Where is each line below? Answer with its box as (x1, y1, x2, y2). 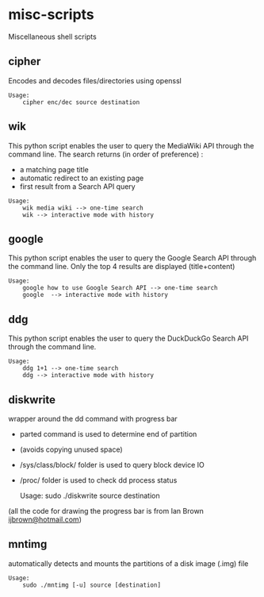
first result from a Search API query (19, 181, 136, 191)
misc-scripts (8, 6, 95, 24)
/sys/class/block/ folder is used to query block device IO (19, 460, 205, 469)
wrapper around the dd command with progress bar (8, 414, 178, 423)
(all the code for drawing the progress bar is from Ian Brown (8, 506, 205, 515)
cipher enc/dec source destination (22, 98, 140, 106)
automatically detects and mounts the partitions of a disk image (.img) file (8, 558, 249, 568)
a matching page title (19, 164, 89, 174)
